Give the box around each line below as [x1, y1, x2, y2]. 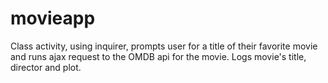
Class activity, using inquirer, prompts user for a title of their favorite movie [10, 40, 318, 52]
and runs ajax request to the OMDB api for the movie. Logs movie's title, [10, 50, 307, 62]
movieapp [10, 7, 96, 30]
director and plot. [10, 61, 82, 73]
